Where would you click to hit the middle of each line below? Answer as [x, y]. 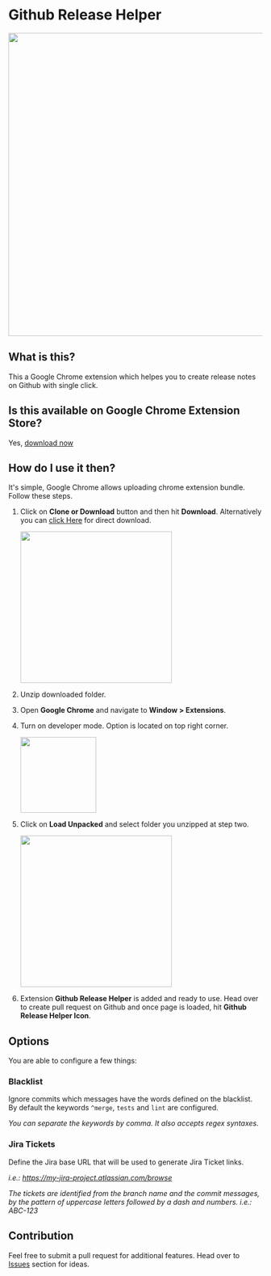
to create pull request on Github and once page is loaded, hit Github [133, 1007]
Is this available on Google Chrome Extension [124, 411]
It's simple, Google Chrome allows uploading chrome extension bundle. [127, 487]
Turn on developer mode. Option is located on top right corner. [124, 726]
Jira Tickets [32, 1144]
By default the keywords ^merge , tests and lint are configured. [114, 1108]
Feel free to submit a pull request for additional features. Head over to [124, 1255]
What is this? [42, 357]
